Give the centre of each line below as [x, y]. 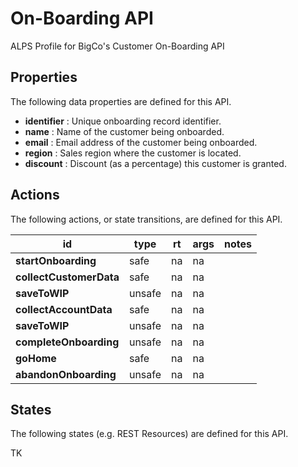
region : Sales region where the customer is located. [133, 153]
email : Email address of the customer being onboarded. [141, 142]
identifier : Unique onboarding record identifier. [123, 121]
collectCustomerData [67, 277]
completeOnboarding [67, 342]
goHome [36, 358]
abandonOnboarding [66, 374]
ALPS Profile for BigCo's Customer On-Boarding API [117, 46]
